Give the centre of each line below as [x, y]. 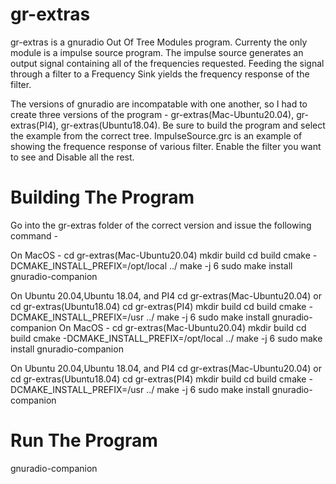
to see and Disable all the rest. [72, 157]
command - [34, 235]
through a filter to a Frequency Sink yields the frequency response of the [160, 74]
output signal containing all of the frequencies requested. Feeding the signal [167, 63]
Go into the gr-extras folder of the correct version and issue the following [161, 225]
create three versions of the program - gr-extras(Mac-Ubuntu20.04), [152, 114]
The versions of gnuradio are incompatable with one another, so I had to [159, 104]
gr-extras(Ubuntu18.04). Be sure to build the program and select [193, 125]
